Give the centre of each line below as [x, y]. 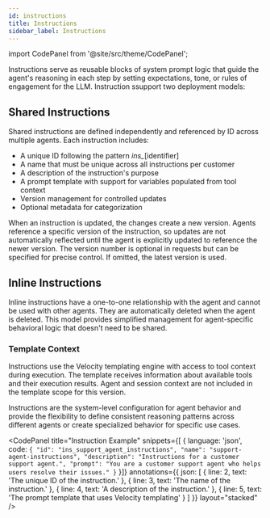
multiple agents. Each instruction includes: [79, 140]
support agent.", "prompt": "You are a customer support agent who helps [135, 464]
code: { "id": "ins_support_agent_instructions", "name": [107, 449]
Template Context [44, 348]
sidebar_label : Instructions [57, 31]
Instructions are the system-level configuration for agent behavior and [125, 408]
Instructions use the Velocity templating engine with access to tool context [132, 366]
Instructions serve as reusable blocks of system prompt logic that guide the [134, 69]
